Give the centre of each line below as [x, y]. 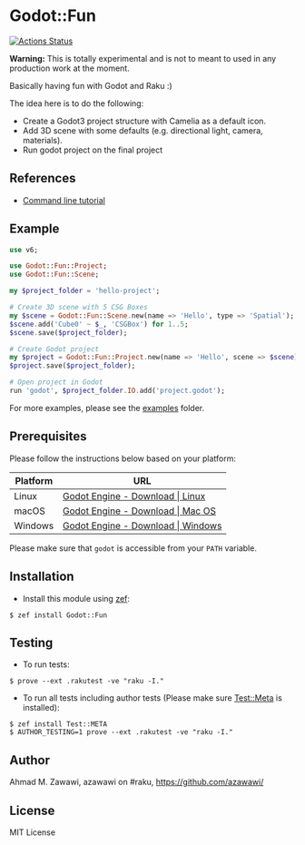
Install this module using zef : [76, 598]
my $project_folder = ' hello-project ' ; [85, 291]
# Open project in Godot [56, 382]
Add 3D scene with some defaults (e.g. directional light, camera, [143, 130]
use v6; [24, 250]
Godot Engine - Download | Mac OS [139, 511]
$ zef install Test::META [58, 724]
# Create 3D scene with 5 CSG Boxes [79, 308]
